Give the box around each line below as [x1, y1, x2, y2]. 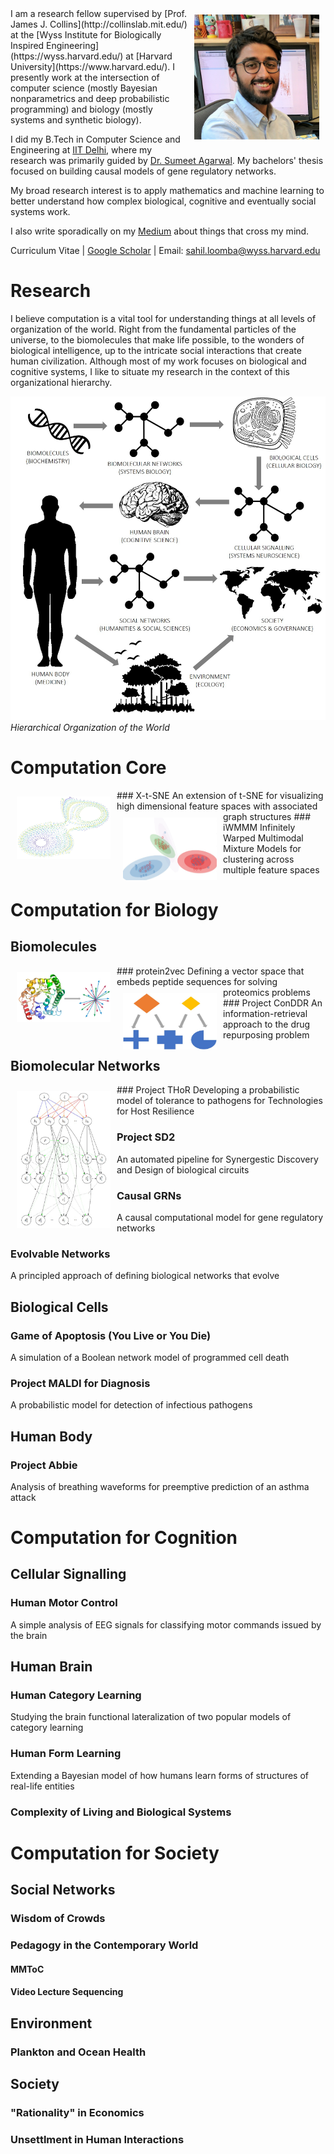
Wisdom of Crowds [10, 1912, 106, 1926]
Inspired [10, 40, 45, 51]
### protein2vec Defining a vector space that [116, 965, 305, 977]
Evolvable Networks [10, 1247, 111, 1261]
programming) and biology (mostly [10, 103, 153, 115]
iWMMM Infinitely [223, 821, 296, 833]
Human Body [10, 1428, 93, 1445]
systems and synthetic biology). [10, 114, 142, 126]
